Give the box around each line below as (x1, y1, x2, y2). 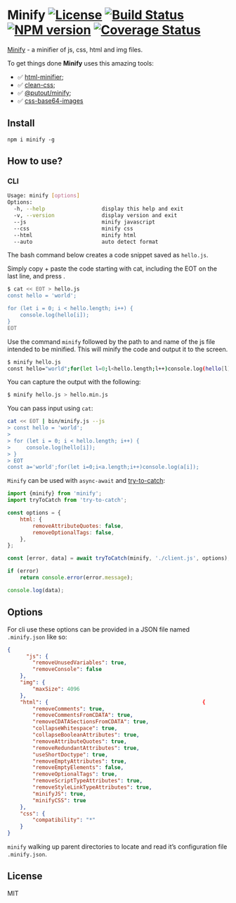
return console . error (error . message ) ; (20, 575, 133, 582)
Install (7, 117, 35, 130)
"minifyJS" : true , (32, 790, 86, 797)
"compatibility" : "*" (32, 816, 96, 824)
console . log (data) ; (7, 586, 65, 594)
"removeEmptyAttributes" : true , (32, 758, 128, 765)
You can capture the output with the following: (7, 378, 141, 386)
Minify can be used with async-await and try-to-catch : (7, 477, 165, 485)
